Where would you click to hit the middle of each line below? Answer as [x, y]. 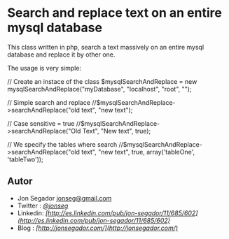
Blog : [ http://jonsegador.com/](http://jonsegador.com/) [98, 228]
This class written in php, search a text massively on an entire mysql [106, 47]
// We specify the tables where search [62, 144]
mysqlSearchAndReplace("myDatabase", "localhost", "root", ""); [99, 89]
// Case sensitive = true [41, 123]
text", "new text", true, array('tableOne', [138, 152]
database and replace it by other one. [61, 55]
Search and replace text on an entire [114, 13]
